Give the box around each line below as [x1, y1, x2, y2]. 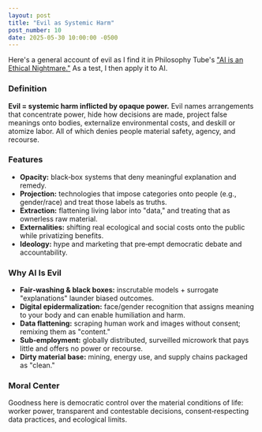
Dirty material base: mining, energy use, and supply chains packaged [19, 352, 249, 362]
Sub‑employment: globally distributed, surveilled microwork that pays [19, 336, 249, 345]
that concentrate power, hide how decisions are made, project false [8, 110, 227, 119]
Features [8, 155, 43, 166]
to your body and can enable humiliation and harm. [19, 311, 185, 320]
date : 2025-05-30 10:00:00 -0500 [8, 33, 118, 42]
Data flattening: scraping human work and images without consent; [19, 318, 241, 328]
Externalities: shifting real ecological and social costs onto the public [19, 222, 245, 232]
